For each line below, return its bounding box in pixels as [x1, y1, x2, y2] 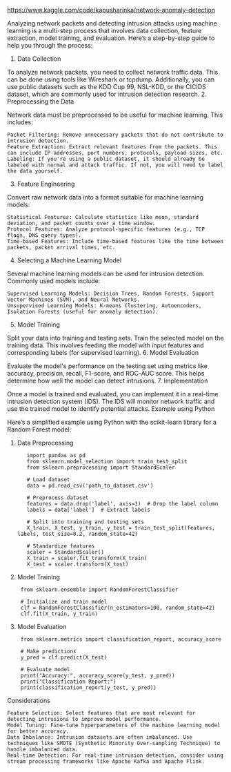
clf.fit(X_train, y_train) [20, 610, 98, 617]
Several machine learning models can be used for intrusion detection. [7, 269, 205, 278]
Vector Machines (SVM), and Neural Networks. [7, 296, 140, 303]
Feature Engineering [17, 180, 75, 188]
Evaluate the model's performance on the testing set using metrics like [7, 362, 208, 370]
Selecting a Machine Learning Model [17, 256, 122, 264]
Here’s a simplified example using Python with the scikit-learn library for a [7, 418, 217, 426]
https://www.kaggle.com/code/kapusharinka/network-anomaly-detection [7, 6, 216, 14]
